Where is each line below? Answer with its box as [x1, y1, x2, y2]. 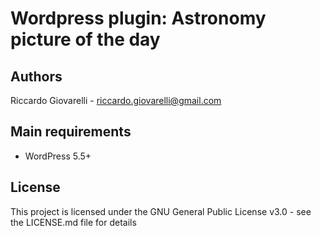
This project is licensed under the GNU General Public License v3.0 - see [10, 205, 312, 217]
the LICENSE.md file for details [10, 216, 137, 228]
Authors [10, 68, 63, 85]
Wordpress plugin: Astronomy [10, 7, 267, 30]
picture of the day [10, 28, 161, 51]
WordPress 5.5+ [24, 150, 92, 162]
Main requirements [10, 123, 132, 141]
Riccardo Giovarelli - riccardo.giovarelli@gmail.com [10, 95, 222, 106]
